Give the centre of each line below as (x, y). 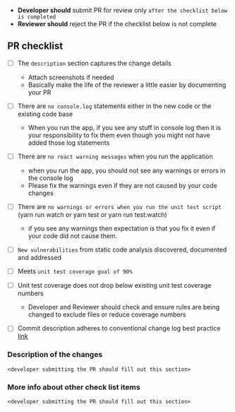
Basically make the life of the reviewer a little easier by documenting (127, 85)
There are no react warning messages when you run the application (115, 156)
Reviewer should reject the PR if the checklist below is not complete (117, 24)
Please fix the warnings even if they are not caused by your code (122, 186)
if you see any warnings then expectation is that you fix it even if (122, 228)
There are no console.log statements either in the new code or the (114, 106)
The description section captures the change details (94, 63)
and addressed (40, 258)
